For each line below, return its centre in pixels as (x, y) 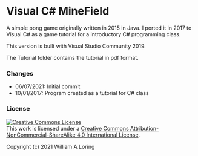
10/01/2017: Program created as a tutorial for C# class (82, 93)
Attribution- (144, 128)
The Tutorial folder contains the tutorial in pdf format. (73, 57)
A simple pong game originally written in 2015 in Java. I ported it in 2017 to (99, 28)
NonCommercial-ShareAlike (41, 135)
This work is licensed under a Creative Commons (68, 128)
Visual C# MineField (58, 11)
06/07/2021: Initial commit (48, 86)
